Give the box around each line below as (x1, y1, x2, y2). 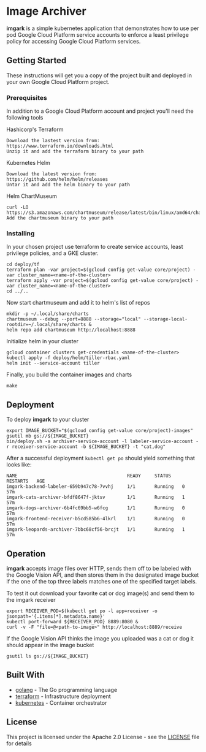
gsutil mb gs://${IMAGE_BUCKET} (6, 433, 89, 439)
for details (6, 740, 32, 747)
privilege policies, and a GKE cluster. (6, 249, 99, 257)
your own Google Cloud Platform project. (6, 78, 110, 85)
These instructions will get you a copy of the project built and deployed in (6, 72, 192, 79)
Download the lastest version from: (6, 138, 100, 144)
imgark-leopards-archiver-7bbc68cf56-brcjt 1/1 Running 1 (6, 526, 185, 533)
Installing (6, 229, 35, 237)
